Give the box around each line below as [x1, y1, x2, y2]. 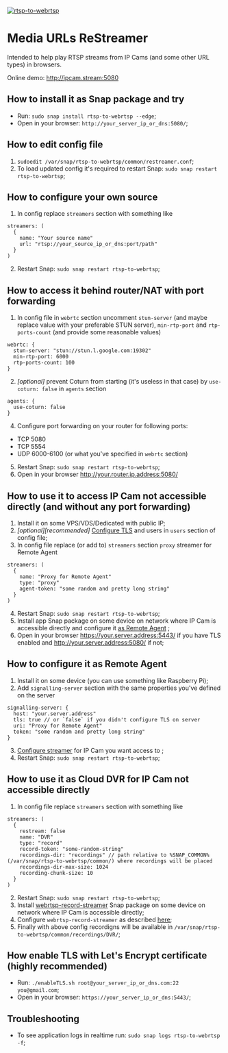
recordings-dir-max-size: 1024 [19, 863, 109, 870]
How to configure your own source [7, 191, 158, 203]
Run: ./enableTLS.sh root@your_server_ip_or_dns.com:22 [16, 978, 179, 987]
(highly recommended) [7, 961, 107, 972]
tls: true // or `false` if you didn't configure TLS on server [13, 716, 201, 723]
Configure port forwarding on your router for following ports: [16, 422, 188, 430]
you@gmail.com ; [16, 986, 60, 994]
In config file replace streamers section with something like [16, 802, 183, 810]
